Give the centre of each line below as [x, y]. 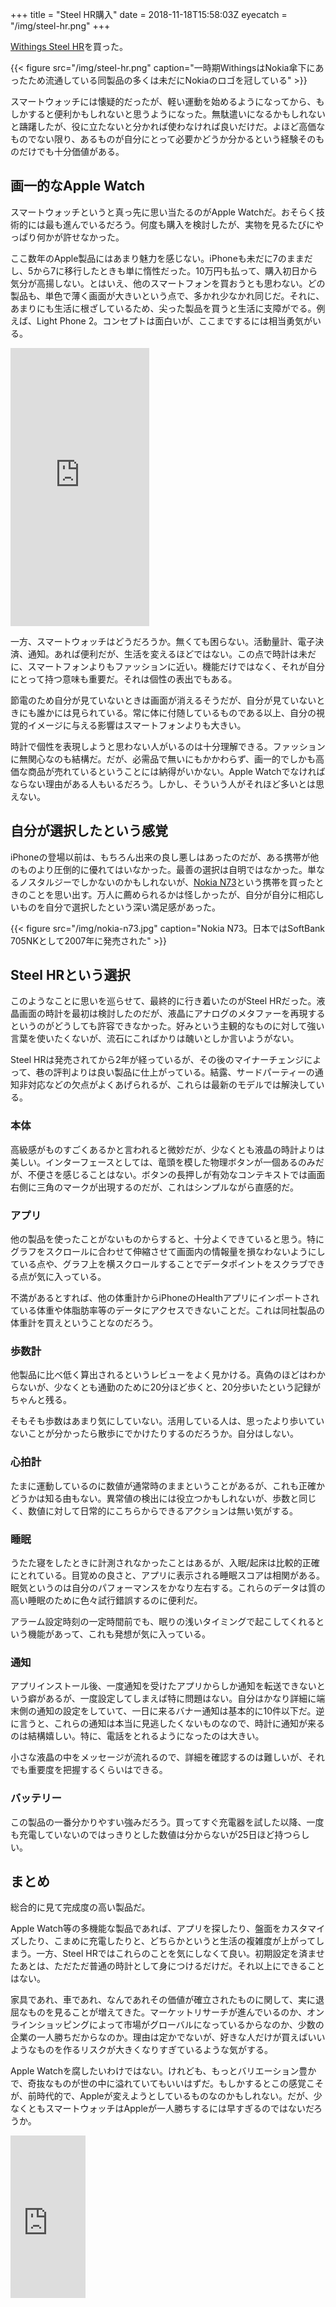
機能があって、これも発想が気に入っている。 [119, 1634]
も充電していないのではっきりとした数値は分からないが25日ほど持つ [151, 1834]
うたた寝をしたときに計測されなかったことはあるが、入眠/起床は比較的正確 [165, 1562]
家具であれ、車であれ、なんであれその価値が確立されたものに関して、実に [163, 2000]
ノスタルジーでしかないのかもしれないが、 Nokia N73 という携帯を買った [167, 882]
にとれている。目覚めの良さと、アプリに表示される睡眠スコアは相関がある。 [168, 1575]
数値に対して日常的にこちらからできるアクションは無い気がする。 [162, 1510]
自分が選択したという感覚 [89, 831]
